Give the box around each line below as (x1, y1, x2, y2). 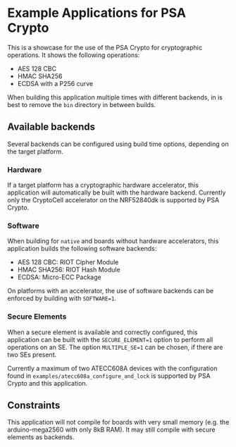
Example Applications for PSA (7, 5, 187, 21)
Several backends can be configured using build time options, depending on (7, 140, 229, 148)
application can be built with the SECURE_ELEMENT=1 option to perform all (7, 335, 213, 343)
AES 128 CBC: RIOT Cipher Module (17, 258, 119, 267)
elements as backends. (7, 433, 75, 441)
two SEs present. (7, 350, 57, 359)
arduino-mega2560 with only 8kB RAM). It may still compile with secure (7, 425, 216, 434)
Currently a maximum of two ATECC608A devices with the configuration (7, 364, 218, 372)
